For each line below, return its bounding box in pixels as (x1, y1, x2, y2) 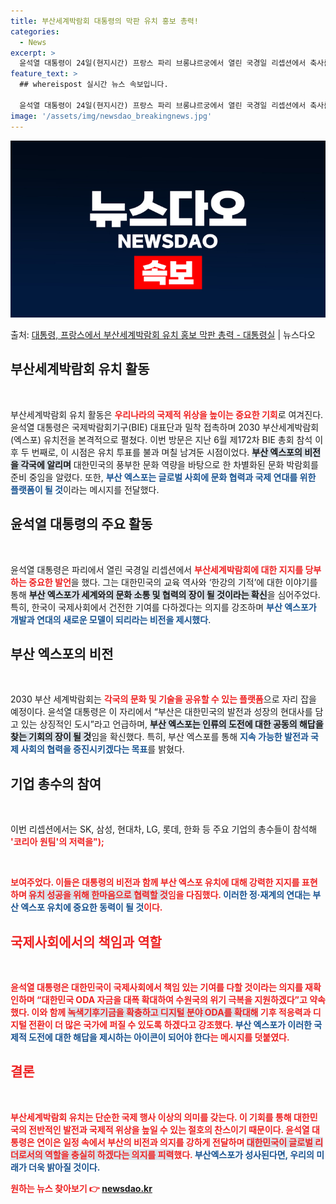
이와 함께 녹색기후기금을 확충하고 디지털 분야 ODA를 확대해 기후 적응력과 (31, 1006, 312, 1019)
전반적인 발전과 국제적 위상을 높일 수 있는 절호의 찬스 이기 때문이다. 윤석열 (28, 1123, 310, 1135)
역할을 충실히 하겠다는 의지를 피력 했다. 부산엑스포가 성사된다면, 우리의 (44, 1148, 315, 1160)
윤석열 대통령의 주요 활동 (10, 516, 153, 533)
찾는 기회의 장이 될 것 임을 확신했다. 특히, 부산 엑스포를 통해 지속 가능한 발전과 (10, 731, 309, 743)
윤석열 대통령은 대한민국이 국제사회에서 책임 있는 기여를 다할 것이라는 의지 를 (10, 981, 303, 994)
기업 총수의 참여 (10, 775, 102, 792)
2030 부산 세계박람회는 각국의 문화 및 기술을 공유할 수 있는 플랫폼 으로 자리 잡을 (10, 693, 317, 705)
